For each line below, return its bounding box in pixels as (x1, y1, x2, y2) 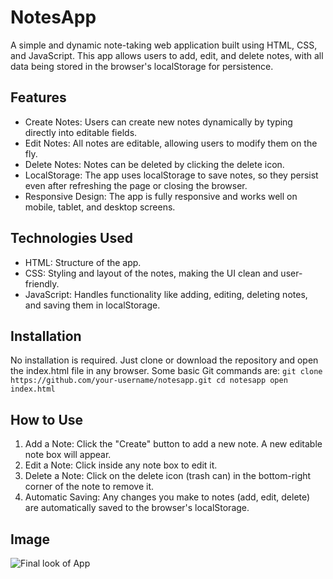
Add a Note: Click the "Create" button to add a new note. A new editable (24, 438, 323, 450)
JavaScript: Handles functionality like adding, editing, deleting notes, (24, 288, 308, 300)
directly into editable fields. (24, 126, 138, 138)
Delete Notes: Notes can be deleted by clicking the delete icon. (24, 158, 285, 170)
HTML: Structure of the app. (24, 256, 142, 268)
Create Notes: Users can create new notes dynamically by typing (24, 116, 293, 128)
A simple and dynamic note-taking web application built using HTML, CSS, (10, 39, 318, 51)
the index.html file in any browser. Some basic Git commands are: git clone (10, 365, 323, 377)
